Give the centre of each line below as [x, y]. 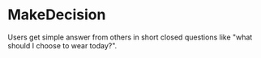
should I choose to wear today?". [62, 45]
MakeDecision [57, 15]
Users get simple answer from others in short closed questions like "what [130, 37]
